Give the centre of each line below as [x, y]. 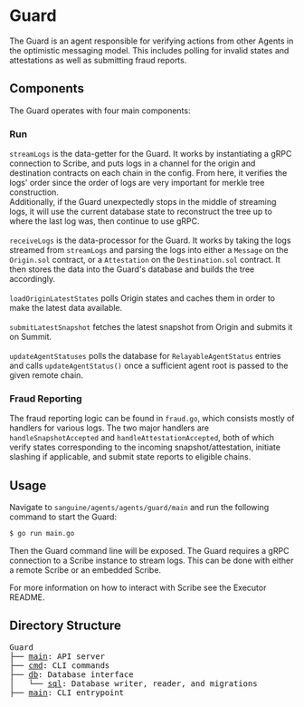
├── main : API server [57, 656]
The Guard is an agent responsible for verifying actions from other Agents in [152, 41]
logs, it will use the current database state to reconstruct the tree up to [141, 212]
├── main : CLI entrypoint [67, 692]
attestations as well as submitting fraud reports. [98, 60]
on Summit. [31, 337]
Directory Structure [66, 626]
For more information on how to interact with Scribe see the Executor [138, 588]
